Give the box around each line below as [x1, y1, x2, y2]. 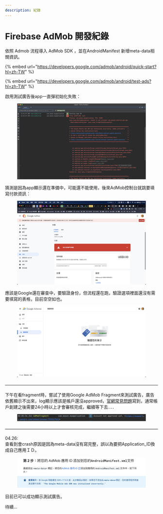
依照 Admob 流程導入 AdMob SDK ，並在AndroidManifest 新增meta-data [5, 48, 150, 53]
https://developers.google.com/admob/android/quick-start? [37, 64, 157, 69]
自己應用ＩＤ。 [9, 447, 39, 453]
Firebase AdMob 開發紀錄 [5, 31, 109, 42]
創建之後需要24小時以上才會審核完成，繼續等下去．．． [9, 404, 117, 410]
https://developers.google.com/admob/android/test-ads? [37, 78, 152, 84]
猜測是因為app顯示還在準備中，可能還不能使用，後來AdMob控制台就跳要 [5, 185, 150, 191]
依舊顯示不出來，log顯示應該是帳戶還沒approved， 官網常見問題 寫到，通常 [5, 398, 154, 404]
